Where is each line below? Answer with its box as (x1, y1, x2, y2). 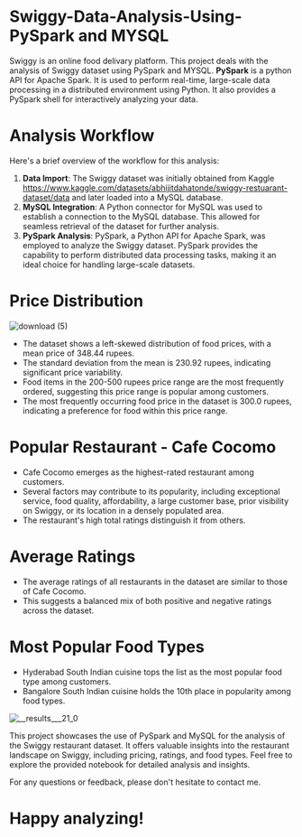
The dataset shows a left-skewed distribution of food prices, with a (22, 338, 272, 349)
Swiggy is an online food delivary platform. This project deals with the (9, 55, 269, 66)
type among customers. (22, 675, 112, 687)
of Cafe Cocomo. (22, 585, 87, 597)
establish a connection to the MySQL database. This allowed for (22, 210, 261, 222)
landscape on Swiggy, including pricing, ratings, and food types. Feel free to (9, 749, 293, 760)
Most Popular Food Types (9, 637, 205, 656)
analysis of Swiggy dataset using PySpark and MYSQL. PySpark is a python (9, 65, 292, 76)
